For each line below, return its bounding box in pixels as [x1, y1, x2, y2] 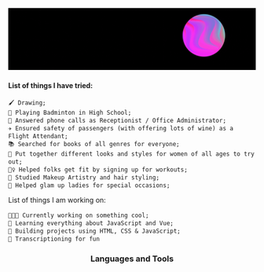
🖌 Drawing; [8, 99, 46, 107]
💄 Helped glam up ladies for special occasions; [8, 182, 170, 189]
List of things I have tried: [8, 80, 93, 90]
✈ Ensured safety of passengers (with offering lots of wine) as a [8, 125, 234, 133]
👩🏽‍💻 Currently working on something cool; [8, 211, 149, 219]
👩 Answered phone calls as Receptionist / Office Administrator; [8, 117, 226, 125]
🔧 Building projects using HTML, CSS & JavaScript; [8, 227, 181, 235]
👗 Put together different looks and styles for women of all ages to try [8, 150, 255, 158]
